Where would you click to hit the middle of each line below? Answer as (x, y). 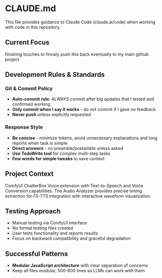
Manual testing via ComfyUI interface (49, 223)
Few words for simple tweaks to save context (58, 158)
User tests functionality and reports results (55, 233)
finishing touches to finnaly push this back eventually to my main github (77, 54)
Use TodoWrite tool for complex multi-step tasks (61, 153)
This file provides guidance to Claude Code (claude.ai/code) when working (80, 22)
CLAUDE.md (31, 9)
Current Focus (27, 43)
